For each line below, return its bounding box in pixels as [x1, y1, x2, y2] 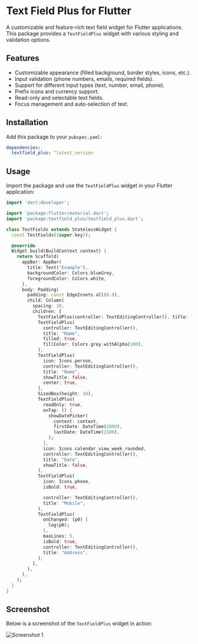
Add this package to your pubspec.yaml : [6, 133, 102, 140]
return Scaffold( [16, 254, 60, 260]
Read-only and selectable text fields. [14, 94, 104, 101]
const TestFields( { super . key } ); [11, 232, 91, 238]
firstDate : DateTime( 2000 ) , [53, 424, 123, 430]
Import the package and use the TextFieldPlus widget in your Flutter [6, 182, 173, 189]
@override [11, 243, 35, 249]
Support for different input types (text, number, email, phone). [14, 81, 165, 89]
